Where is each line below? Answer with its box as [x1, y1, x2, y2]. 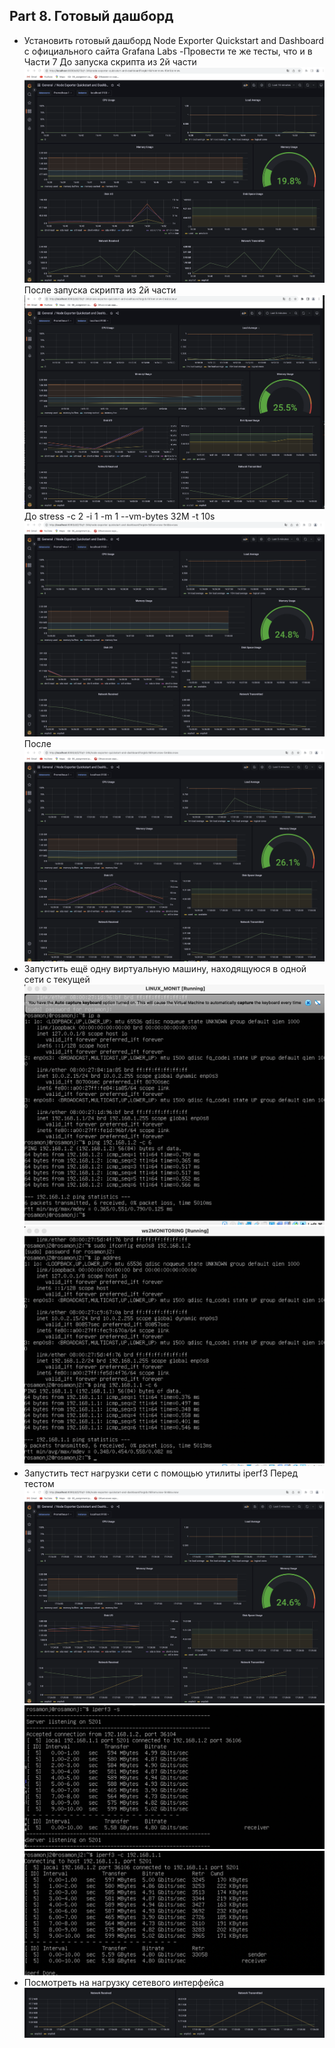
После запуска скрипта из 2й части [23, 284, 177, 296]
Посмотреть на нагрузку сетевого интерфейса [23, 1977, 225, 1989]
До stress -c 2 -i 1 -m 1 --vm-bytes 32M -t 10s [23, 510, 216, 523]
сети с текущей [23, 974, 91, 986]
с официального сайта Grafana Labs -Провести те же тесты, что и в [23, 45, 313, 57]
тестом [23, 1478, 55, 1490]
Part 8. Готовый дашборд [9, 8, 174, 25]
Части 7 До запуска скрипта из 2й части [23, 55, 197, 68]
